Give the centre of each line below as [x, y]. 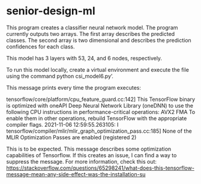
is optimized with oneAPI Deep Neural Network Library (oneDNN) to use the [100, 105]
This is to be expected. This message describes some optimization [89, 149]
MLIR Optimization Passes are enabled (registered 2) [71, 137]
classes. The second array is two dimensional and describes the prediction [99, 40]
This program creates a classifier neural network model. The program [92, 27]
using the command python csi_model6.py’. [60, 76]
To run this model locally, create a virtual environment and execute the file [97, 69]
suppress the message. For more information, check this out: [82, 161]
